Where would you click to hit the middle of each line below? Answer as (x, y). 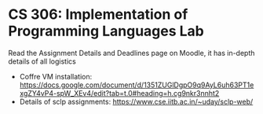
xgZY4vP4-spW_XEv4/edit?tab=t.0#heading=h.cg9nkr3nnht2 (119, 93)
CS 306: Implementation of (98, 15)
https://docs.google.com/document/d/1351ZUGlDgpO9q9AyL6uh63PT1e (137, 85)
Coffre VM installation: (56, 76)
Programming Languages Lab (106, 31)
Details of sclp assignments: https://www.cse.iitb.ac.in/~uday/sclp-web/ (136, 101)
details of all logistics (42, 61)
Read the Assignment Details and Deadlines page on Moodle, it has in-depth (131, 53)
